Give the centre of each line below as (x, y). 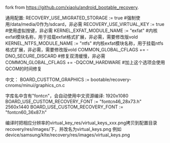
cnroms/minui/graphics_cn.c (35, 85)
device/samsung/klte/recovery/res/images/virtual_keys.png (68, 135)
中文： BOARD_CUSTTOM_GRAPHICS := (48, 79)
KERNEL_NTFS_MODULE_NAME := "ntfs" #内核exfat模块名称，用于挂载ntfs (84, 43)
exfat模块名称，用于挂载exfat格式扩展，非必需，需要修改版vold (72, 37)
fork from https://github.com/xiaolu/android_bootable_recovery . (72, 7)
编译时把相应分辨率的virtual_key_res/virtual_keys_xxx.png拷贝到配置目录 (81, 123)
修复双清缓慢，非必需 (83, 56)
